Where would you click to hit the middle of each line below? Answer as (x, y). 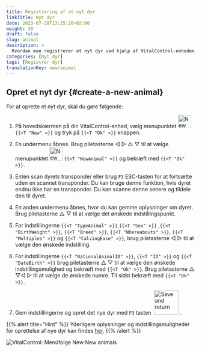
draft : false (23, 34)
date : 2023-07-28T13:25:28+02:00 (48, 23)
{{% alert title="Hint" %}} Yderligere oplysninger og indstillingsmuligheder (98, 324)
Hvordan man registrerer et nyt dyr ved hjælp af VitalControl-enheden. (105, 51)
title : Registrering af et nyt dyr (51, 12)
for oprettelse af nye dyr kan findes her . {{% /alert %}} (74, 331)
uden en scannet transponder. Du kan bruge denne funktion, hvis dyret (103, 183)
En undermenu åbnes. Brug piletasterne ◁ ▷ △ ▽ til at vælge (92, 144)
